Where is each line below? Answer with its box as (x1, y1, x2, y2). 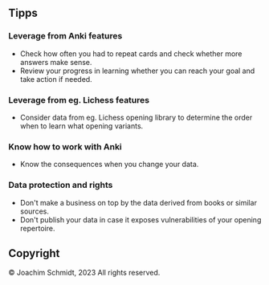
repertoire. (19, 223, 55, 233)
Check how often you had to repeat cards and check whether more (19, 48, 243, 59)
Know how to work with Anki (8, 140, 122, 152)
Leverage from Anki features (8, 31, 123, 42)
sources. (19, 206, 50, 216)
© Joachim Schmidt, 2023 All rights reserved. (8, 268, 161, 278)
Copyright (8, 246, 60, 260)
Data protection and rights (8, 180, 113, 191)
